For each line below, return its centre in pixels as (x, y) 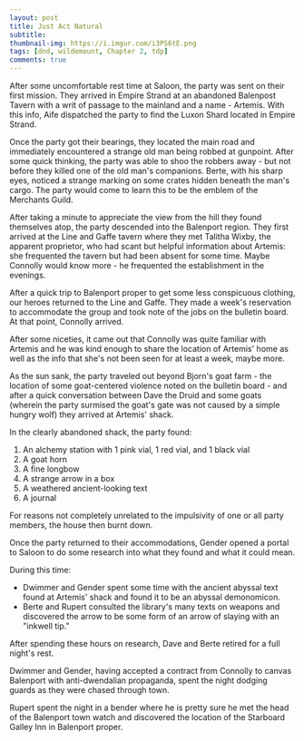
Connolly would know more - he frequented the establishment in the (137, 265)
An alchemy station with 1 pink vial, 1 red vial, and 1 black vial (136, 449)
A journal (39, 498)
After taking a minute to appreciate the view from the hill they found (136, 217)
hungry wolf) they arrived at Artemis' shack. (92, 414)
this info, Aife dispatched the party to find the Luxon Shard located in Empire (152, 115)
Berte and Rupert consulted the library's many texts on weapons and (151, 607)
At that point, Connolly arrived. (67, 322)
